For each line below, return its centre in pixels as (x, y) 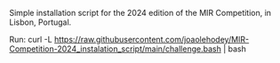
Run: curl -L (31, 39)
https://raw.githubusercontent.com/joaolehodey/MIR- (152, 39)
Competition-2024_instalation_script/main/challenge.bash (116, 49)
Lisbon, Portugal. (40, 22)
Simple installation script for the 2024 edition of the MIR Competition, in (140, 13)
